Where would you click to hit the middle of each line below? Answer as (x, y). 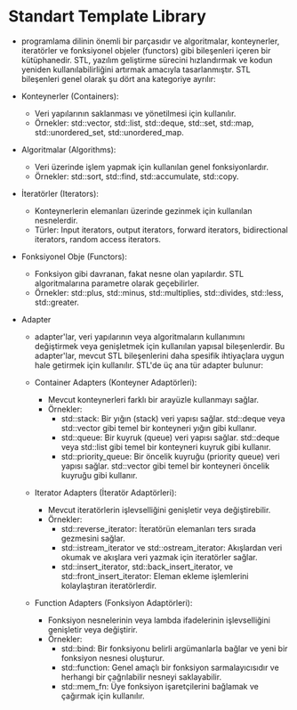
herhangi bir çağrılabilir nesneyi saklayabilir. (141, 677)
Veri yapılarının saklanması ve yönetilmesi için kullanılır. (135, 113)
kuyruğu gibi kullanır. (99, 475)
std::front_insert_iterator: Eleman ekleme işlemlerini (155, 575)
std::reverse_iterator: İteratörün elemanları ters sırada (159, 528)
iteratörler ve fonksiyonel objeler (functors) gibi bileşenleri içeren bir (146, 50)
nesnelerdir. (56, 220)
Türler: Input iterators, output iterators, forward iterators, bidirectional (161, 230)
